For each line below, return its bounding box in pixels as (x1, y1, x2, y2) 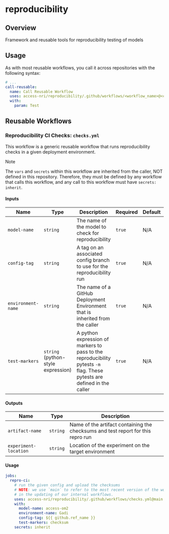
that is (76, 308, 92, 315)
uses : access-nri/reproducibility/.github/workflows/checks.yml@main (14, 496, 163, 502)
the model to (76, 223, 107, 230)
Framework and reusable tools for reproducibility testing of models (5, 37, 143, 43)
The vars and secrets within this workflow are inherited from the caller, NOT (5, 168, 163, 174)
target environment (69, 448, 115, 455)
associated (76, 250, 103, 257)
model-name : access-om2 (18, 506, 69, 511)
